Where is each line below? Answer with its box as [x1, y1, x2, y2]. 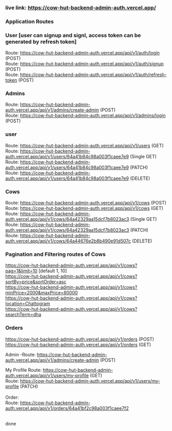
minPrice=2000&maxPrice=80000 [5, 290, 78, 296]
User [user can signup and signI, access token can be [5, 31, 141, 39]
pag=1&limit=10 [5, 268, 37, 274]
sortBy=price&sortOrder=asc [5, 279, 67, 285]
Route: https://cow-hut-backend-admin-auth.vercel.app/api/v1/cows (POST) [5, 200, 166, 206]
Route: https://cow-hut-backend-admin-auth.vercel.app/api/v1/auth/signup [5, 61, 164, 67]
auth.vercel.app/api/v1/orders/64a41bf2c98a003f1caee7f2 [5, 405, 129, 411]
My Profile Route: [5, 367, 42, 373]
